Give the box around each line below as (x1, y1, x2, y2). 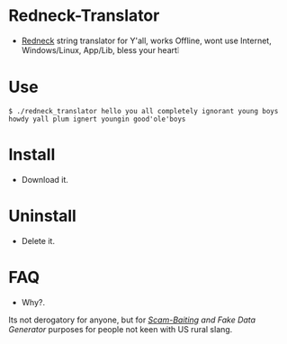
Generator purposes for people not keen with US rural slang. (8, 323, 233, 334)
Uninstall (8, 206, 77, 226)
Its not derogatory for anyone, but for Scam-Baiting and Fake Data (8, 314, 256, 325)
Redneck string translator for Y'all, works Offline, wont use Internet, (21, 35, 272, 46)
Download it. (21, 174, 69, 185)
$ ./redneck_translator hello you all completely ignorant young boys (8, 106, 279, 115)
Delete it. (21, 235, 56, 246)
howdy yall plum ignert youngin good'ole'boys (8, 114, 186, 123)
